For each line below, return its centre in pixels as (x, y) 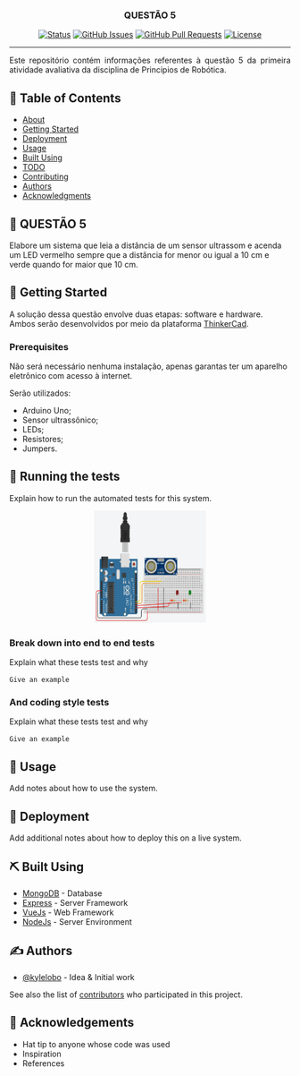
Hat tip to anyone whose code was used (96, 1044)
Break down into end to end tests (82, 643)
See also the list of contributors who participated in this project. (126, 995)
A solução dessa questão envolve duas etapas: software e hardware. (136, 314)
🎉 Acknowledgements (72, 1023)
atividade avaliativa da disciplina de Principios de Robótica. (118, 70)
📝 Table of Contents (65, 98)
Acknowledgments (57, 196)
